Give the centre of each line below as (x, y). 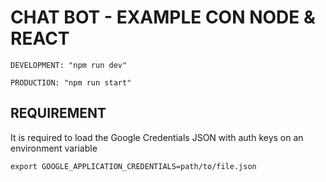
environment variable (54, 148)
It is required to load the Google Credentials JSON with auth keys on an (157, 137)
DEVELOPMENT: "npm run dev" (69, 65)
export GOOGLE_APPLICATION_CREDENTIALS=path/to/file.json (133, 166)
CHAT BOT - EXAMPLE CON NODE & (163, 17)
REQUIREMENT (58, 113)
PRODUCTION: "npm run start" (71, 82)
